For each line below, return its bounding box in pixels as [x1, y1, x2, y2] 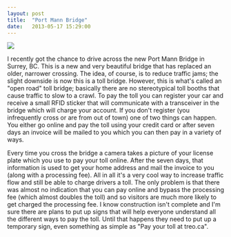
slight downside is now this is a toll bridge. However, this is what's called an [7, 77, 222, 85]
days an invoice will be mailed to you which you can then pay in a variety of [7, 129, 222, 137]
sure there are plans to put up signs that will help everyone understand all [7, 208, 216, 216]
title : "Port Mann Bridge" [7, 17, 88, 23]
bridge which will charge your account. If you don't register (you [7, 106, 190, 115]
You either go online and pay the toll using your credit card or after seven [7, 121, 215, 129]
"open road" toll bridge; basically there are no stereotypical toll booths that [7, 84, 220, 93]
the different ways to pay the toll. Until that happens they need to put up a [7, 215, 217, 223]
